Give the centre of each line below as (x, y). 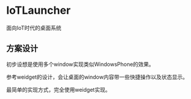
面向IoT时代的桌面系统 (34, 28)
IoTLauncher (39, 10)
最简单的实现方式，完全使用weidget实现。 (58, 89)
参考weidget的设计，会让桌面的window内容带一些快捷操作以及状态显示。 (97, 77)
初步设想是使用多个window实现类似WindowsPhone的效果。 (80, 64)
